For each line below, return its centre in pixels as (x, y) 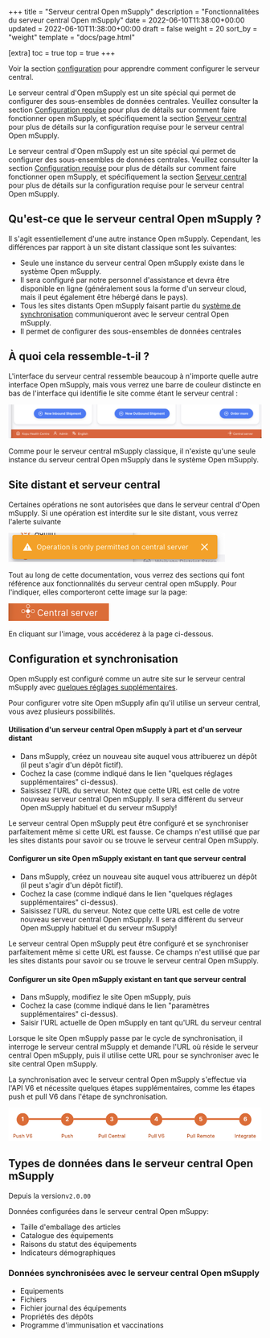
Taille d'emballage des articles (70, 1227)
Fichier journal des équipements (73, 1307)
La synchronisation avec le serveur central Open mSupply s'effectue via (127, 1079)
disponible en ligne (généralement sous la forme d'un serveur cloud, (133, 288)
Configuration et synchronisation (93, 659)
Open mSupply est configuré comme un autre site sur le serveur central (127, 678)
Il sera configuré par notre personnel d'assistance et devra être (125, 280)
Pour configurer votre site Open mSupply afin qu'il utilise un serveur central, (135, 702)
